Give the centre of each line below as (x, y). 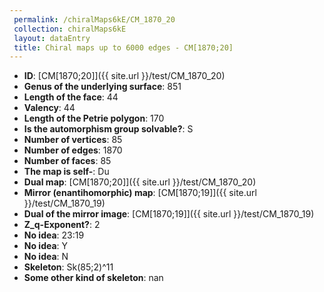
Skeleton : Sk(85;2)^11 (68, 267)
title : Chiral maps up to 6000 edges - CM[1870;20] (123, 47)
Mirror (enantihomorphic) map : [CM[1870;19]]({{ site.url (140, 193)
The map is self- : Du (66, 172)
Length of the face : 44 (71, 97)
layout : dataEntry (52, 38)
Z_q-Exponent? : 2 (62, 225)
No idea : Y (46, 246)
